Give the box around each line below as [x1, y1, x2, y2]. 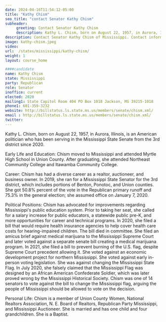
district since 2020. [5, 141, 44, 147]
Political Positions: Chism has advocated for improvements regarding [5, 201, 146, 208]
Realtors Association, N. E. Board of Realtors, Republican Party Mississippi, [5, 300, 158, 307]
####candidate [5, 67, 35, 72]
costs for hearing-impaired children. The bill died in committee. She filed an [5, 228, 159, 234]
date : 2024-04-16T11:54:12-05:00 [5, 7, 74, 12]
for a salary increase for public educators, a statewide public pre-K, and [5, 212, 152, 218]
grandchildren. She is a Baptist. [5, 311, 69, 317]
